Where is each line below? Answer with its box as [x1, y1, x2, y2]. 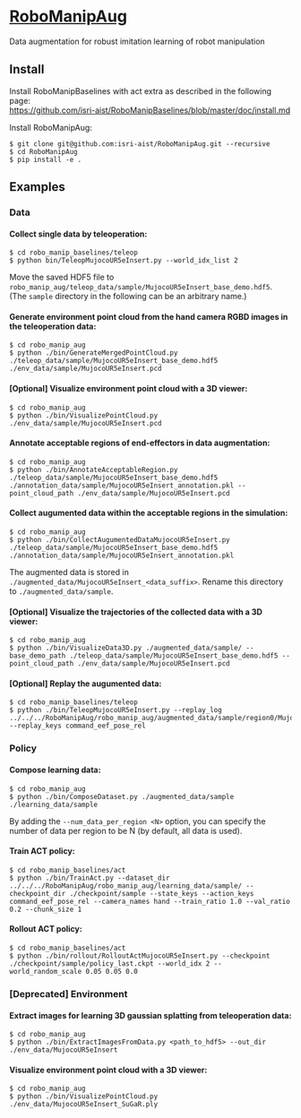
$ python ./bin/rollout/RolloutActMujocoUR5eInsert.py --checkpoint [9, 951, 271, 960]
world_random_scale [9, 967, 82, 976]
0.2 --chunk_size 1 [9, 905, 82, 914]
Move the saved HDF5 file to [9, 271, 115, 283]
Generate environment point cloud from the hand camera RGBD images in [9, 311, 288, 322]
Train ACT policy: [9, 846, 75, 856]
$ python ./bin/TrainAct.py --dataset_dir [9, 873, 170, 882]
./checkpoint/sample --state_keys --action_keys [69, 889, 254, 898]
